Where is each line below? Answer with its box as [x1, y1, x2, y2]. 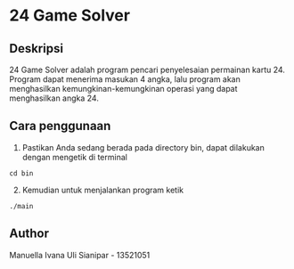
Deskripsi [9, 41, 64, 56]
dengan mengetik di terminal [21, 151, 127, 162]
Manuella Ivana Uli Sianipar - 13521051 [9, 249, 151, 260]
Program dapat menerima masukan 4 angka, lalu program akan [9, 74, 241, 85]
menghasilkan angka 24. [9, 93, 100, 103]
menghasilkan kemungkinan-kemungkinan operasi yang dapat [9, 84, 238, 94]
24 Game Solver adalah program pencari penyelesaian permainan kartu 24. [9, 64, 285, 75]
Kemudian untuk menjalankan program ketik [21, 184, 184, 195]
